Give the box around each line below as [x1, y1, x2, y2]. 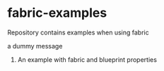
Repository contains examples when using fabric [7, 28, 150, 37]
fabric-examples [7, 5, 107, 21]
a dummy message [7, 41, 63, 50]
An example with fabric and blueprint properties [17, 55, 158, 64]
